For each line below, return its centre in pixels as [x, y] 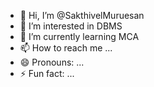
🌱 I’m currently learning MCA [79, 36]
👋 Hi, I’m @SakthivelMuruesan [82, 15]
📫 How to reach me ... [66, 48]
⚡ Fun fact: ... [47, 73]
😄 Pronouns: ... [52, 62]
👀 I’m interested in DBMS [71, 26]
